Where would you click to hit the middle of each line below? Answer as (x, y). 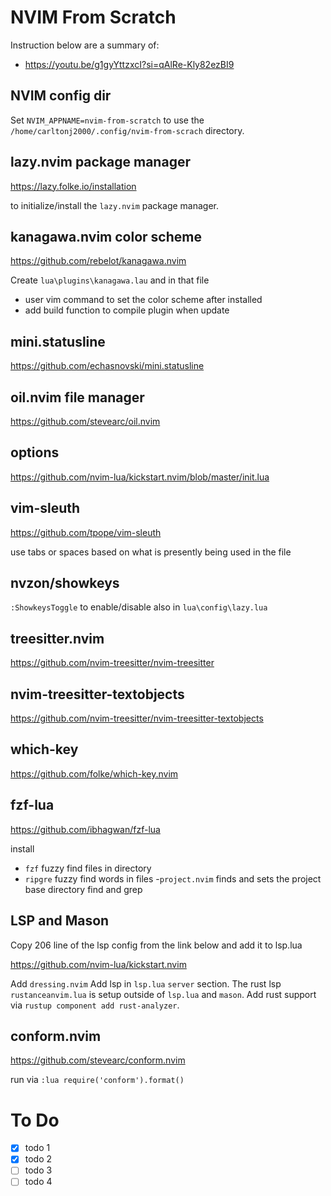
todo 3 (38, 1170)
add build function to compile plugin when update (127, 310)
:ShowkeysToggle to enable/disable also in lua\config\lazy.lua (139, 607)
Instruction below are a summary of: (85, 45)
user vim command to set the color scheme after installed (143, 300)
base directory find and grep (83, 889)
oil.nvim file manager (77, 397)
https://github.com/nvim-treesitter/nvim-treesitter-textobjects (137, 718)
